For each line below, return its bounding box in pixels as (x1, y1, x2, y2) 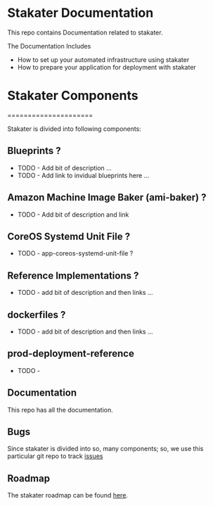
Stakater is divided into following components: (7, 125, 142, 133)
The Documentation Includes (7, 42, 91, 50)
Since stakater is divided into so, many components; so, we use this (7, 445, 204, 453)
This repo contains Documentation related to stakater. (7, 28, 163, 37)
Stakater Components (7, 88, 138, 103)
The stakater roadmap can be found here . (7, 491, 129, 500)
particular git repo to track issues (7, 452, 103, 460)
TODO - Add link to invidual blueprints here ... (17, 171, 150, 179)
